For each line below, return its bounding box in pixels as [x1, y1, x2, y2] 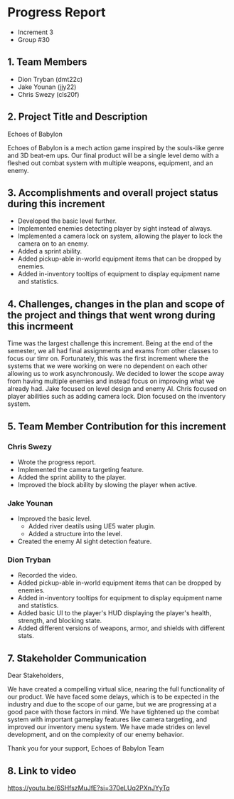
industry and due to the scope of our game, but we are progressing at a [7, 700, 217, 709]
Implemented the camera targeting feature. [17, 465, 144, 474]
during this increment [7, 197, 105, 210]
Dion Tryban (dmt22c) [17, 75, 83, 83]
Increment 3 [17, 28, 53, 36]
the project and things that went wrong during [7, 309, 216, 321]
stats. [17, 632, 34, 640]
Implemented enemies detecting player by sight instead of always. [17, 224, 212, 233]
